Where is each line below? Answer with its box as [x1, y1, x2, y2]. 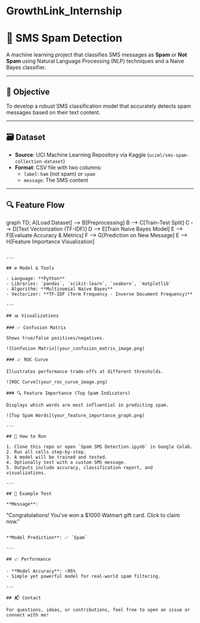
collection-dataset [14, 158, 64, 164]
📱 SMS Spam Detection [6, 32, 123, 45]
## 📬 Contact [6, 594, 42, 601]
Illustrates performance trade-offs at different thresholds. [6, 368, 164, 375]
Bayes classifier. [6, 64, 46, 71]
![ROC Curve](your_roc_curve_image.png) [6, 379, 108, 385]
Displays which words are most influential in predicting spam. [6, 402, 169, 408]
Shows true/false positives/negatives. [6, 335, 105, 341]
